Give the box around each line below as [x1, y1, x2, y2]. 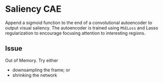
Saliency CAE [5, 3, 62, 15]
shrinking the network [12, 72, 57, 78]
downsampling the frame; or [12, 67, 70, 73]
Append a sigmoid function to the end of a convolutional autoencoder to [5, 20, 153, 26]
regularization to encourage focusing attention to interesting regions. [5, 30, 146, 36]
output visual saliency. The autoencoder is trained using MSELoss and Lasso [5, 25, 159, 30]
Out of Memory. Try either [5, 57, 58, 63]
